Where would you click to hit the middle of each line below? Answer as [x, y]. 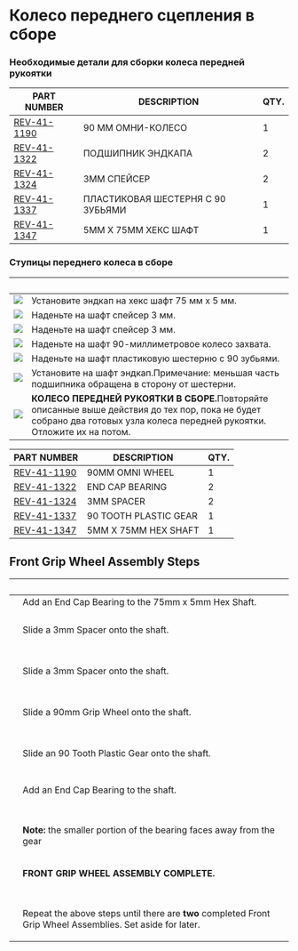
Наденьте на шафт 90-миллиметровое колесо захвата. [151, 343]
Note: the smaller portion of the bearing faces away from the [149, 830]
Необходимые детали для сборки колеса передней [127, 62]
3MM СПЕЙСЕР [117, 179]
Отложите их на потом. [81, 431]
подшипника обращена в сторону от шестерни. [134, 383]
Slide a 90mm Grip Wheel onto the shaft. [107, 712]
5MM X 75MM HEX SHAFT [143, 530]
